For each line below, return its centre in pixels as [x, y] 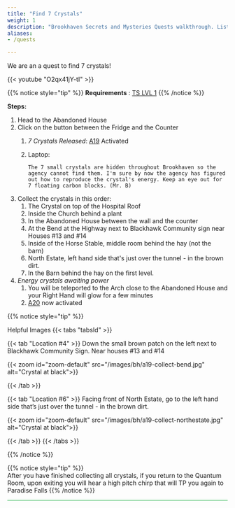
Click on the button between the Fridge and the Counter [98, 127]
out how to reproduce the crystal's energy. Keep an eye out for [125, 180]
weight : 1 [22, 20]
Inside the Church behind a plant [75, 213]
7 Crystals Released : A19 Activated [78, 141]
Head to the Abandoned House [62, 120]
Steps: [17, 106]
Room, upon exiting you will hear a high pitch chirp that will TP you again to [115, 483]
